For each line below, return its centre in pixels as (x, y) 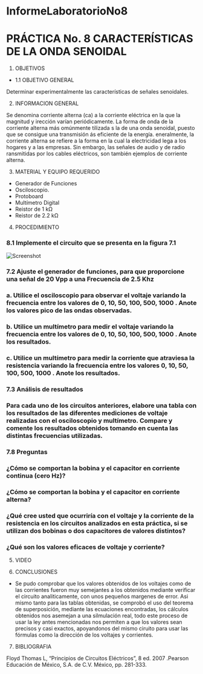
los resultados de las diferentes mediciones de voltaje (87, 413)
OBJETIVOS (30, 68)
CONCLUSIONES (36, 571)
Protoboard (29, 196)
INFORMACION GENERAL (47, 103)
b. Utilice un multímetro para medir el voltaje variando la (90, 327)
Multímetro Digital (37, 203)
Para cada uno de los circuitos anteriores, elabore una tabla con (101, 405)
